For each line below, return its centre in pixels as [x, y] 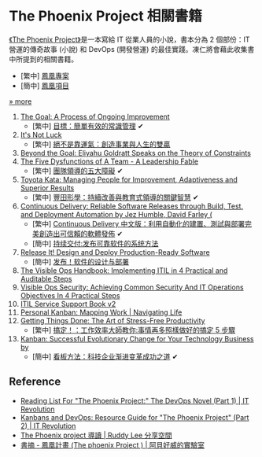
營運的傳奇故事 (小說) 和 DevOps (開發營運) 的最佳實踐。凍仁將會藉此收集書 [132, 49]
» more [20, 101]
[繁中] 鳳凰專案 [44, 76]
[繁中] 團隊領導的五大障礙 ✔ [77, 171]
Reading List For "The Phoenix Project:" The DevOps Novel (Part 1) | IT [135, 400]
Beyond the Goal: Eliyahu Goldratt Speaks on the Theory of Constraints [135, 153]
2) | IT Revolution [48, 426]
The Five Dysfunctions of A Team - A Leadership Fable [109, 161]
